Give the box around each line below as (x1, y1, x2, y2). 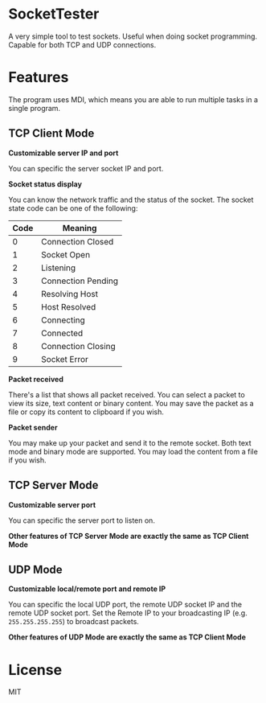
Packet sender (8, 422, 58, 432)
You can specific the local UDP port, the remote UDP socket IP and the (8, 600, 243, 610)
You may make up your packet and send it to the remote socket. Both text (8, 438, 252, 447)
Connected (41, 327, 84, 339)
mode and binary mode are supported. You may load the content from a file (8, 446, 259, 456)
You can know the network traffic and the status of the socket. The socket (8, 195, 254, 204)
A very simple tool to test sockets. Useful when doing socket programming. (8, 31, 258, 41)
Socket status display (8, 179, 83, 189)
